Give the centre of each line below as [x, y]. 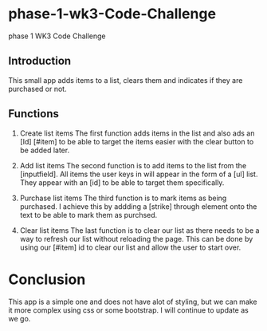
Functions [34, 114]
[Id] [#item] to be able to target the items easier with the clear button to [137, 141]
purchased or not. [37, 89]
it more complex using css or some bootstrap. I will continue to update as [128, 310]
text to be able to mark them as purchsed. [88, 215]
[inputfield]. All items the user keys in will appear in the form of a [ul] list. [139, 174]
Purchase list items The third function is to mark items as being [123, 198]
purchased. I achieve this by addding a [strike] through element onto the [138, 206]
